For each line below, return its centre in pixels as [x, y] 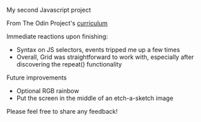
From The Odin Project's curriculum [57, 23]
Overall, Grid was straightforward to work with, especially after [105, 57]
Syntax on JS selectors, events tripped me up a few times [98, 50]
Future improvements [36, 77]
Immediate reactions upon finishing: [57, 36]
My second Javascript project [49, 10]
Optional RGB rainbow [48, 91]
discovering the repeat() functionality [69, 64]
